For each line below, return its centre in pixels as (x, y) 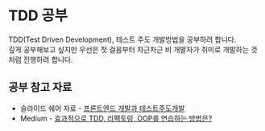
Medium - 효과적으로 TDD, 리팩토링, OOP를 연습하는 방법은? (116, 118)
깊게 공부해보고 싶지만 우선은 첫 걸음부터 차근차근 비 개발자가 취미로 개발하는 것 (133, 49)
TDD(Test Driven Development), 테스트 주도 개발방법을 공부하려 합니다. (122, 39)
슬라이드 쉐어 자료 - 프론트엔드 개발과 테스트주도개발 (102, 108)
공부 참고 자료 (40, 87)
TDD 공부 (38, 16)
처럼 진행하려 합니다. (41, 59)
